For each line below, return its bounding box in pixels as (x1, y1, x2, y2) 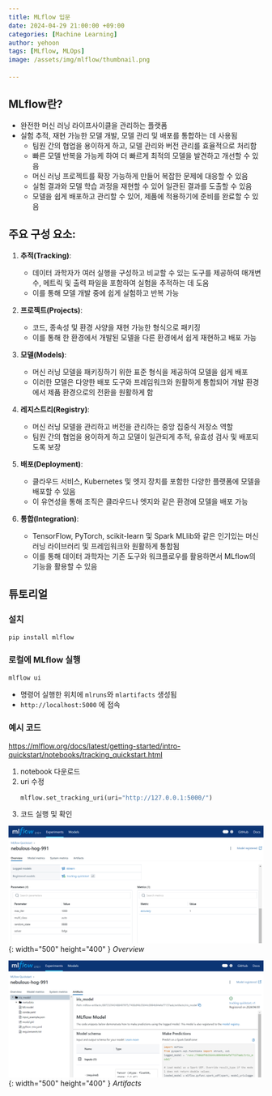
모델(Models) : (19, 349, 67, 360)
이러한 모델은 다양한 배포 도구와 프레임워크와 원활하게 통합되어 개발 (32, 377, 244, 386)
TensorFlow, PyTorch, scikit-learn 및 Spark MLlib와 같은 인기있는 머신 (32, 531, 259, 540)
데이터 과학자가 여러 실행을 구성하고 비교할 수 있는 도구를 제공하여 (32, 267, 240, 277)
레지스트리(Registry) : (19, 404, 91, 414)
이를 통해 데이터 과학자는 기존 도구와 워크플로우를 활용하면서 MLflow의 (32, 551, 257, 561)
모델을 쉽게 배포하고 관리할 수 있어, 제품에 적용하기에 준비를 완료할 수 (32, 191, 251, 201)
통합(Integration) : (19, 514, 79, 523)
